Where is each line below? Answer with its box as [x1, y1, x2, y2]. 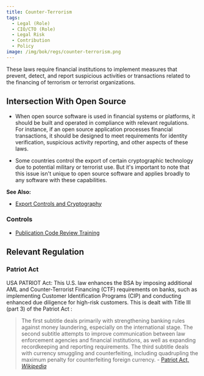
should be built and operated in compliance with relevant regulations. [15, 119, 189, 126]
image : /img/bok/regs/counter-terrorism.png [6, 49, 121, 55]
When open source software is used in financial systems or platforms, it [15, 112, 195, 120]
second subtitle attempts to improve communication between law [21, 330, 186, 337]
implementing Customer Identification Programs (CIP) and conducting [6, 292, 181, 300]
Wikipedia [21, 362, 47, 370]
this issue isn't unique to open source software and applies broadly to [15, 169, 191, 177]
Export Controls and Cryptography [15, 200, 102, 207]
